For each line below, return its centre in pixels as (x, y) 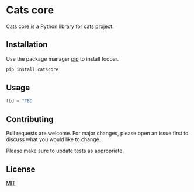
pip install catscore (32, 69)
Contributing (30, 119)
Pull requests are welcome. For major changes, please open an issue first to (97, 133)
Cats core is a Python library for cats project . (60, 26)
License (21, 169)
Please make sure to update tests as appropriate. (65, 151)
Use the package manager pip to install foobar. (62, 58)
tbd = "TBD (19, 101)
